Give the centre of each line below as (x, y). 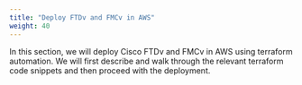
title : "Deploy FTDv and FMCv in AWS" (82, 17)
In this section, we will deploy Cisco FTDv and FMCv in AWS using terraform (151, 51)
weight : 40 (30, 26)
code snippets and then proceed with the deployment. (110, 70)
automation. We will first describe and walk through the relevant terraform (146, 61)
